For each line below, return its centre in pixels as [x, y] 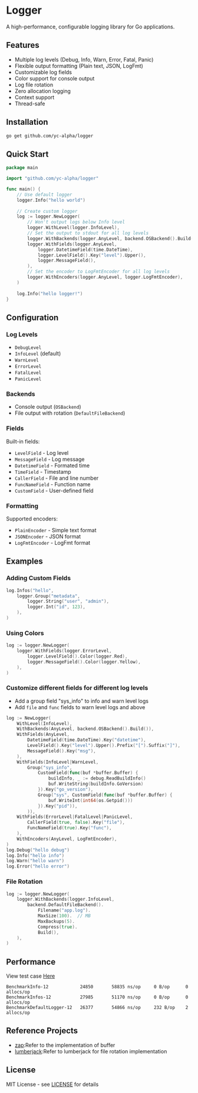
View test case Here [31, 976]
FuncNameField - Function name [52, 484]
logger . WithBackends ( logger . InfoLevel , [66, 900]
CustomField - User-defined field [54, 490]
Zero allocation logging [42, 91]
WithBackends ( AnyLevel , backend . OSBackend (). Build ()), [85, 729]
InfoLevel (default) [38, 354]
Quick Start [27, 154]
